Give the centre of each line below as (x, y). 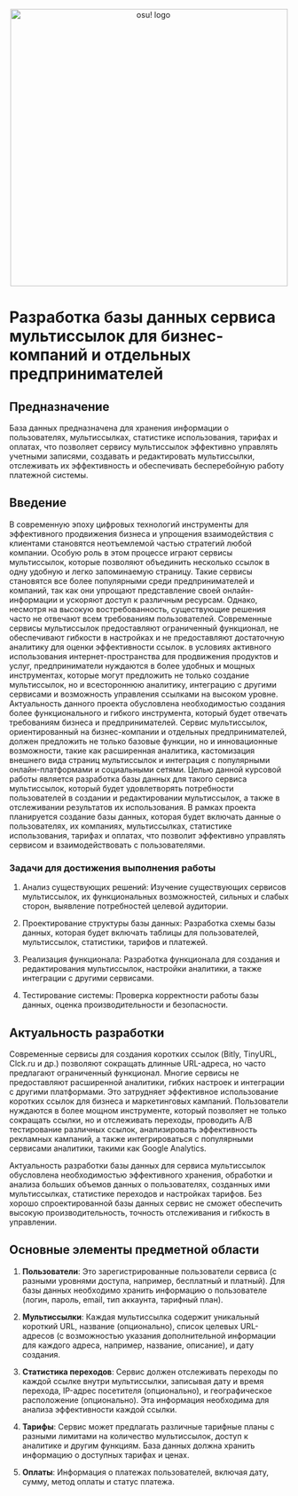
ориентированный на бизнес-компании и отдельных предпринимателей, (148, 731)
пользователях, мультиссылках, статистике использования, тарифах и (143, 437)
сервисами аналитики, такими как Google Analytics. (108, 1148)
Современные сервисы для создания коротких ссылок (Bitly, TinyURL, (143, 1054)
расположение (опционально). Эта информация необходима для (145, 1400)
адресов (38, 1335)
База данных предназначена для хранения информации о (119, 428)
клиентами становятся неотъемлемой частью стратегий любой (131, 543)
